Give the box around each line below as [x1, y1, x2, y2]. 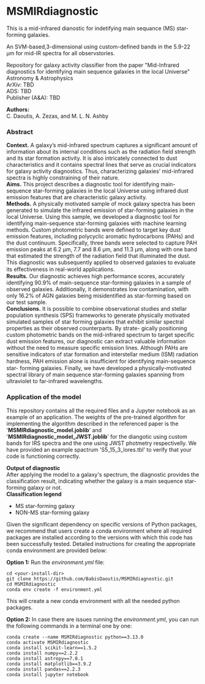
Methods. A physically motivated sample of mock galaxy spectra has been [6, 200, 195, 208]
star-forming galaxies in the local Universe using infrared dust [32, 187, 188, 194]
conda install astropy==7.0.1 [6, 655, 84, 661]
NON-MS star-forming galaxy [15, 509, 90, 516]
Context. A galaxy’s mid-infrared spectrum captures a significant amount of [6, 142, 198, 149]
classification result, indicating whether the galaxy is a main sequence [6, 477, 184, 485]
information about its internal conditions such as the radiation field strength [6, 148, 196, 156]
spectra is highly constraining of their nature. [6, 174, 120, 181]
